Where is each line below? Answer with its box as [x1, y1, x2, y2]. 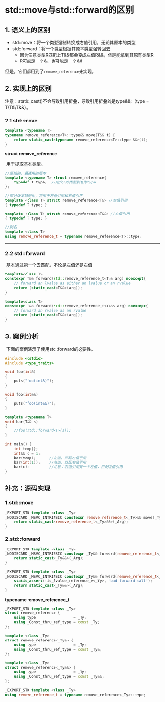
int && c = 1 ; [14, 451, 41, 456]
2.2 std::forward [5, 250, 45, 257]
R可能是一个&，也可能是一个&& [19, 58, 82, 64]
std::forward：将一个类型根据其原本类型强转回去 [12, 46, 110, 52]
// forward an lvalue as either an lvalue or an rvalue [14, 281, 131, 286]
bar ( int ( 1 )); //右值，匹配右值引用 [14, 460, 87, 465]
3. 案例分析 [5, 332, 39, 340]
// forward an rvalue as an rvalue [14, 308, 87, 313]
